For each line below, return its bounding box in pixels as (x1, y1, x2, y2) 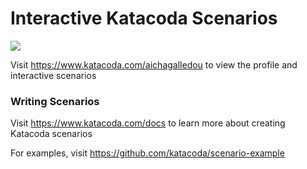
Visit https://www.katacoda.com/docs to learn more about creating (10, 117, 286, 129)
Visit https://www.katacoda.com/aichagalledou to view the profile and (10, 58, 298, 71)
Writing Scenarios (10, 94, 100, 108)
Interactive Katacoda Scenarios (10, 7, 278, 30)
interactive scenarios (10, 69, 97, 81)
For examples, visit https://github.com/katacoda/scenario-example (10, 147, 285, 159)
